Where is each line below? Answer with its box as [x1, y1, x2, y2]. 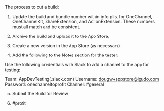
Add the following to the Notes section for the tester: [12, 52, 118, 58]
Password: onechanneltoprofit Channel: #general [5, 81, 104, 87]
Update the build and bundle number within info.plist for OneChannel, [12, 14, 153, 19]
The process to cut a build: [5, 4, 59, 10]
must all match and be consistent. [12, 24, 81, 30]
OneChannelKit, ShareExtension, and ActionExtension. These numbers [12, 19, 155, 24]
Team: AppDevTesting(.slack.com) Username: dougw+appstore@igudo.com [5, 76, 159, 82]
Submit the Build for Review [12, 91, 69, 96]
